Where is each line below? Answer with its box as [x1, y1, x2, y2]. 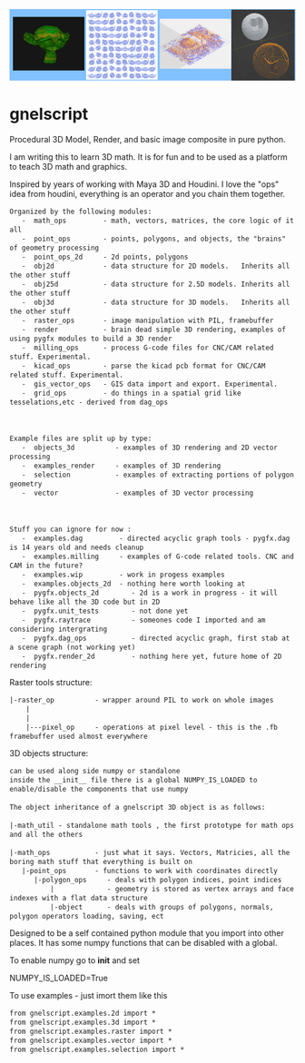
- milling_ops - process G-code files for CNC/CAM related [21, 343, 274, 352]
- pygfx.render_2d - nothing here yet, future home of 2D [21, 652, 282, 661]
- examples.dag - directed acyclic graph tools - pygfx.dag [21, 534, 290, 543]
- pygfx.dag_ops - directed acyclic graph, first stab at [21, 634, 290, 643]
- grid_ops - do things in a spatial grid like [21, 389, 242, 398]
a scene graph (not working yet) [9, 643, 136, 652]
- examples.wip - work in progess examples [21, 570, 225, 579]
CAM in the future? [9, 561, 84, 570]
